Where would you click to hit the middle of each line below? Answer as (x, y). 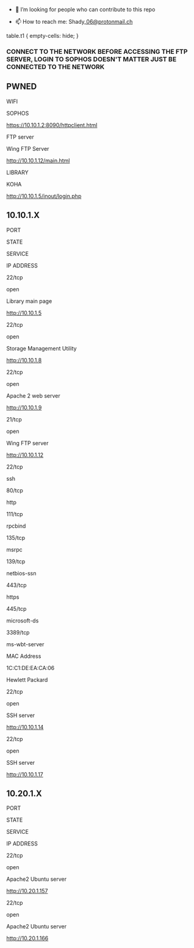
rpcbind (16, 526)
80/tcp (15, 490)
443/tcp (16, 585)
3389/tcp (18, 632)
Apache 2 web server (34, 396)
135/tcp (16, 538)
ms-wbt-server (25, 644)
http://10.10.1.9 (24, 407)
